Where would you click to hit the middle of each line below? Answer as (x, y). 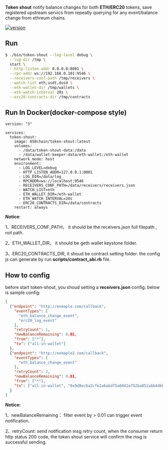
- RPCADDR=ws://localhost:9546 (51, 181)
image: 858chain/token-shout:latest (52, 142)
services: (15, 133)
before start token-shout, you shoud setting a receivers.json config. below (82, 287)
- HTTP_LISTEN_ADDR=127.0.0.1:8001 (55, 173)
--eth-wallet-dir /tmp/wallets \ (44, 87)
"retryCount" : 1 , (32, 330)
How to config (27, 275)
